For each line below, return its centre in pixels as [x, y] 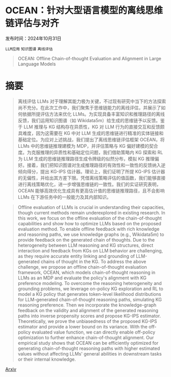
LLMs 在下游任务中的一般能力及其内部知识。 [64, 197]
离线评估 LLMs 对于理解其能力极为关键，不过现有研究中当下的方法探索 [92, 101]
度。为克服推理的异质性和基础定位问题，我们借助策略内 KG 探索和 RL [90, 152]
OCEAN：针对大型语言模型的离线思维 [84, 10]
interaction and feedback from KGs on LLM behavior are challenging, [90, 250]
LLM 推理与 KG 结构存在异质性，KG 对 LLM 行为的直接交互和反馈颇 [94, 127]
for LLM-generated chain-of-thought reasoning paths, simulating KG [90, 299]
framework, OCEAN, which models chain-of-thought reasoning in [87, 272]
